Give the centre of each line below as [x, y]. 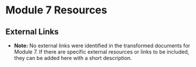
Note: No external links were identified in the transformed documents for [102, 45]
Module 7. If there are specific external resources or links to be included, [102, 52]
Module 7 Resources [56, 10]
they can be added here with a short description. [73, 58]
